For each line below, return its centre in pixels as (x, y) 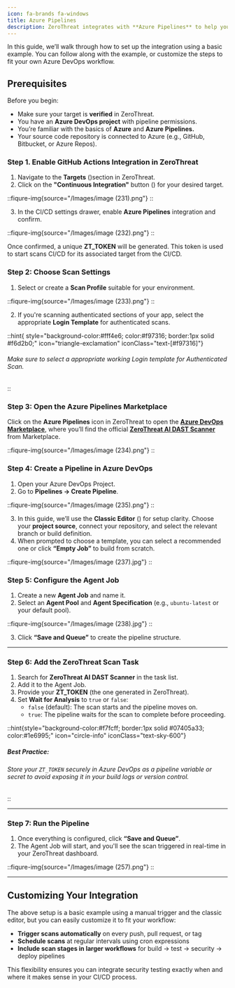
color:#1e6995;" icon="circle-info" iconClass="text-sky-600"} (97, 736)
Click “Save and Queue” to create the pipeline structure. (99, 637)
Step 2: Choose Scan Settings (59, 272)
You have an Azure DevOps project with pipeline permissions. (107, 122)
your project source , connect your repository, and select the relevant (117, 526)
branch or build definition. (55, 533)
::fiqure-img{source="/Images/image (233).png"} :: (81, 301)
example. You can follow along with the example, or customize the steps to (115, 54)
